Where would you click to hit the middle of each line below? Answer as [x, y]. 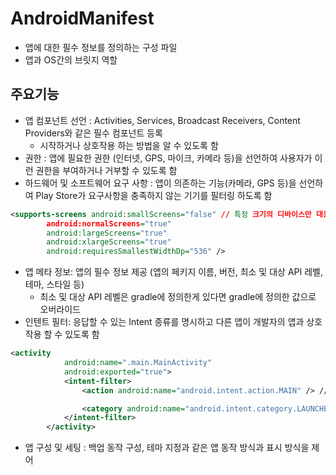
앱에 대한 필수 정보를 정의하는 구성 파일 [101, 47]
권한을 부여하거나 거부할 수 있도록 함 [106, 170]
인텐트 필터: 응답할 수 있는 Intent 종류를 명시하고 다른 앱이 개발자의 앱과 [164, 322]
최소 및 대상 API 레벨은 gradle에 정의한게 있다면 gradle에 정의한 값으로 [178, 297]
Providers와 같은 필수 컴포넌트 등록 [93, 133]
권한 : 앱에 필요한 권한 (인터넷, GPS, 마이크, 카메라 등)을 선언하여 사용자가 [168, 158]
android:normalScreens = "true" [109, 223]
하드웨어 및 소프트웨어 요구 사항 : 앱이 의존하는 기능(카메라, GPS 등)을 [160, 183]
